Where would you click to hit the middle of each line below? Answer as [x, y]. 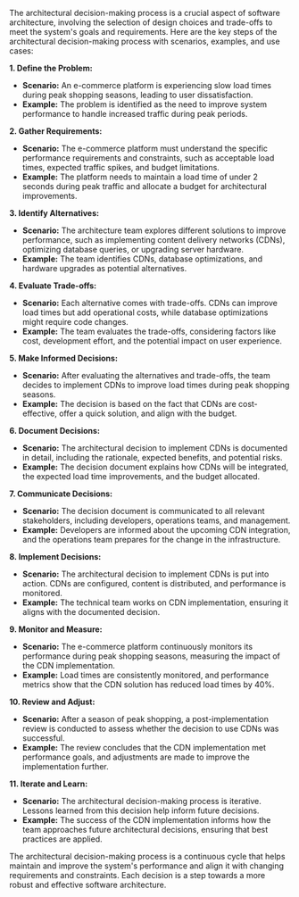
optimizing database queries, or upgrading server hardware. [133, 249]
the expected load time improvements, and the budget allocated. [141, 476]
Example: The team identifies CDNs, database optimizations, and [142, 259]
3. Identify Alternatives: [54, 213]
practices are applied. [62, 839]
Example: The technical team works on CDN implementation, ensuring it [155, 602]
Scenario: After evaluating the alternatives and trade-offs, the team [146, 375]
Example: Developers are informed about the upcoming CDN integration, [156, 530]
